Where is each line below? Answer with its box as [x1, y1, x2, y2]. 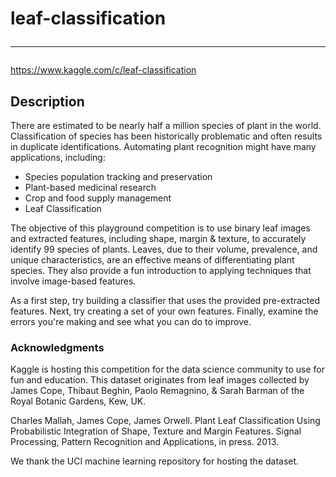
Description [10, 93, 85, 110]
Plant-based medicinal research [24, 182, 157, 193]
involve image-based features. [10, 275, 137, 287]
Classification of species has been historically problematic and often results [10, 130, 323, 142]
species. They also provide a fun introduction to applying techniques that [10, 265, 312, 276]
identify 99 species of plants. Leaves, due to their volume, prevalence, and [10, 243, 318, 255]
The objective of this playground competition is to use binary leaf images [10, 222, 311, 234]
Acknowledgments [10, 340, 105, 354]
